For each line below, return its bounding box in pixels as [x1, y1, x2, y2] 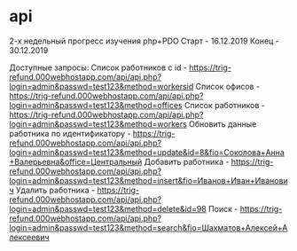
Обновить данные [189, 118, 257, 129]
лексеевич [9, 231, 51, 242]
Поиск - [207, 203, 238, 214]
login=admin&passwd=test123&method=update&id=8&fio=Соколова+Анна [9, 146, 285, 157]
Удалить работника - [16, 184, 96, 195]
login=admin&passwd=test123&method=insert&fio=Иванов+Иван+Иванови [9, 175, 288, 185]
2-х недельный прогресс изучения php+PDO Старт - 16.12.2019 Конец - [9, 35, 279, 46]
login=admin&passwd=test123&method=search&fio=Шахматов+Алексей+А [9, 222, 288, 232]
